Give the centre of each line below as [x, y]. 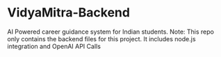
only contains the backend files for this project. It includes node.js [101, 38]
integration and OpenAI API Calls [54, 46]
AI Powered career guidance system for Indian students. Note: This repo [110, 32]
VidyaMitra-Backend [69, 13]
